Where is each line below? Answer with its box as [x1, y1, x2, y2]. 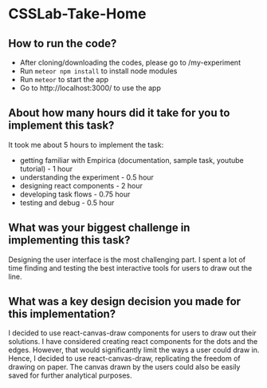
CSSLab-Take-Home [8, 5, 147, 23]
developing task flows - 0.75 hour [19, 189, 131, 199]
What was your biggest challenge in [8, 221, 190, 235]
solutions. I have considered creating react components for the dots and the [8, 337, 258, 346]
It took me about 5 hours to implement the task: [8, 140, 164, 149]
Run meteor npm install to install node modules [19, 66, 178, 76]
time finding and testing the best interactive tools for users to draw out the [8, 263, 253, 272]
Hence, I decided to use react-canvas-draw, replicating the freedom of [8, 354, 241, 363]
